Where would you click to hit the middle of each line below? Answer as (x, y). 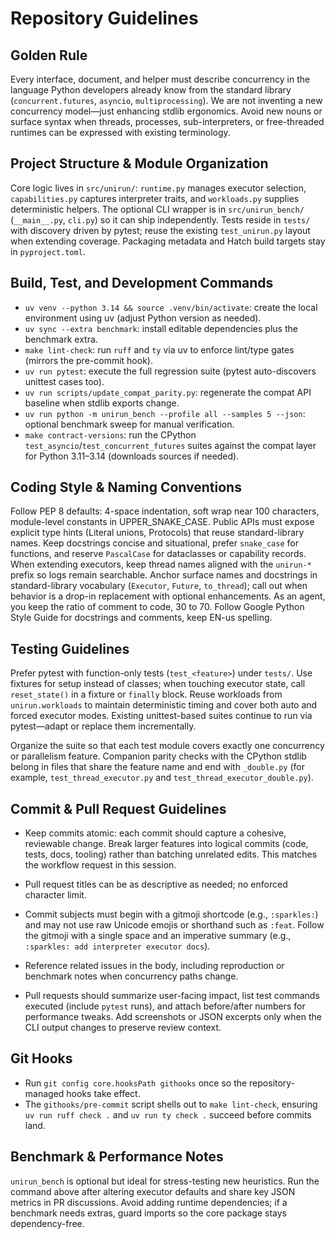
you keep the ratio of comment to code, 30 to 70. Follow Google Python (157, 607)
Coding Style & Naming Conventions (126, 487)
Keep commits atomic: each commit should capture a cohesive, (155, 833)
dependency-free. (47, 1223)
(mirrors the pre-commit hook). (88, 360)
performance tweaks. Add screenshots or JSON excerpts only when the (173, 1017)
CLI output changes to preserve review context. (123, 1028)
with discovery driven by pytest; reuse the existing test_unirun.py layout (160, 230)
